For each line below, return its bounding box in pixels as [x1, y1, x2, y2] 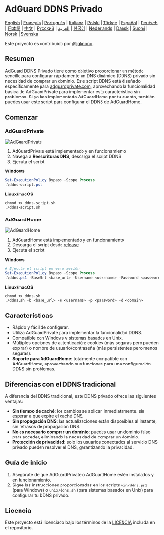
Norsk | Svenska [5, 31, 38, 37]
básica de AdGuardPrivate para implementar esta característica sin [5, 88, 140, 94]
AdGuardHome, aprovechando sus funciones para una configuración [12, 361, 151, 366]
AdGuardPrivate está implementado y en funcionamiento [12, 148, 126, 154]
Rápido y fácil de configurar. [12, 324, 69, 330]
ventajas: [5, 398, 23, 404]
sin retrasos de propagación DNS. [12, 423, 81, 429]
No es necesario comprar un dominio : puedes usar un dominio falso [12, 429, 151, 435]
